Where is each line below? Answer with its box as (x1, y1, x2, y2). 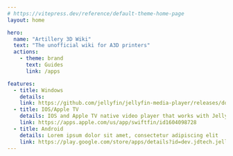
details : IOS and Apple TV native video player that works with (19, 112, 209, 120)
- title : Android (13, 125, 64, 132)
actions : (13, 49, 39, 55)
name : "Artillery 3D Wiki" (13, 35, 92, 42)
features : (7, 80, 36, 87)
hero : (7, 29, 23, 36)
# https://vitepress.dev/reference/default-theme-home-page (7, 10, 185, 17)
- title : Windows (13, 87, 64, 94)
